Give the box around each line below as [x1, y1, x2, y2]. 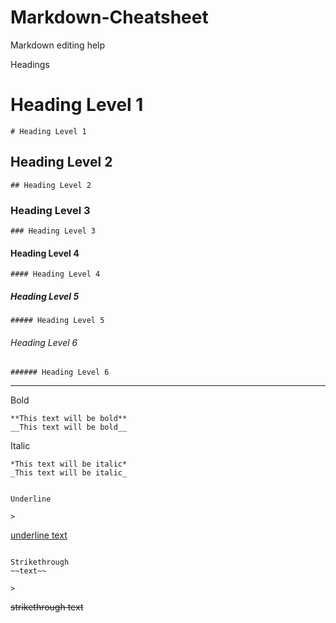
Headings [10, 58, 50, 70]
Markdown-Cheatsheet [10, 6, 209, 29]
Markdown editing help [10, 39, 106, 51]
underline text [10, 529, 68, 541]
